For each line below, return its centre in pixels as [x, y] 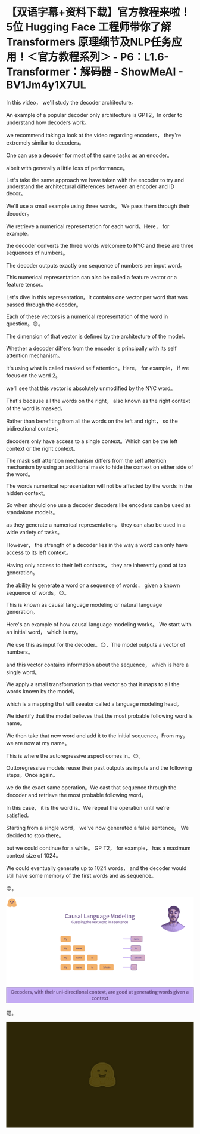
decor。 [16, 193]
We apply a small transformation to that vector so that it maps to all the [93, 684]
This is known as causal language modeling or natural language [84, 604]
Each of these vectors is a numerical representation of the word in [87, 316]
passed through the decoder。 [44, 305]
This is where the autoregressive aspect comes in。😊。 [75, 755]
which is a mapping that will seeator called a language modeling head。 [94, 704]
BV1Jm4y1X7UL [46, 85]
